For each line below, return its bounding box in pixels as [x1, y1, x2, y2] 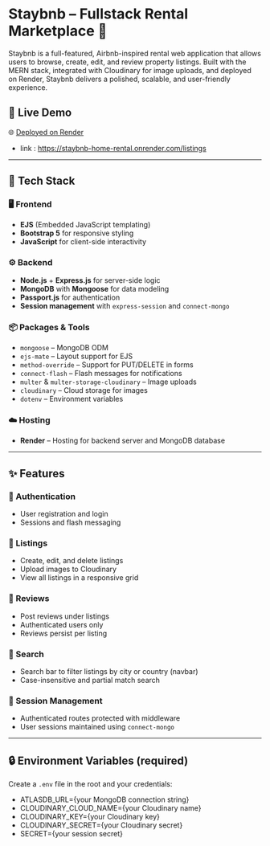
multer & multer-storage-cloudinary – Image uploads [19, 377, 197, 386]
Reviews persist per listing [19, 628, 108, 638]
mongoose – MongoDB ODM [19, 343, 108, 353]
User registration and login [19, 509, 108, 519]
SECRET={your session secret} [19, 829, 123, 839]
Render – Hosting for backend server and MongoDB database [19, 435, 226, 446]
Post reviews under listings [19, 611, 110, 621]
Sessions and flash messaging [19, 517, 121, 527]
